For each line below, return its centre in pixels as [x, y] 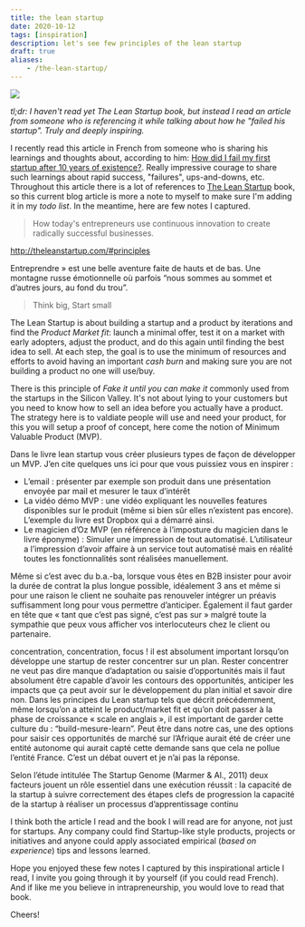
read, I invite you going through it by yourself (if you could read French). [144, 877]
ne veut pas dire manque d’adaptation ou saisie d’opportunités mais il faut [148, 670]
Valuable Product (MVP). [56, 436]
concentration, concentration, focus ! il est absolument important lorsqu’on [149, 651]
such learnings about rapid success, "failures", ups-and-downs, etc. [138, 177]
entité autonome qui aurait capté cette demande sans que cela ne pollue [145, 747]
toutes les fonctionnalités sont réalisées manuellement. [126, 558]
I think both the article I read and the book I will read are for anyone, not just [152, 821]
